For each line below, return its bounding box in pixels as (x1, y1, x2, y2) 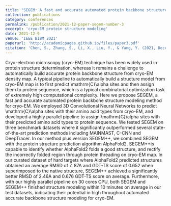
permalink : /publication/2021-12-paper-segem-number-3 (5, 21, 124, 27)
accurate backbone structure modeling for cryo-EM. (5, 195, 115, 201)
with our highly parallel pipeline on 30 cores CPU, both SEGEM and (5, 178, 146, 185)
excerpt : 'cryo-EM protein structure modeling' (5, 27, 108, 32)
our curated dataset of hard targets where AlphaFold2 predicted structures (5, 157, 162, 163)
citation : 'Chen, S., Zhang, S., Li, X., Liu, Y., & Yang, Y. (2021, (5, 45, 156, 50)
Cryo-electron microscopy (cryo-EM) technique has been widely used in (5, 59, 157, 65)
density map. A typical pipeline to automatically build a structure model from (5, 75, 165, 82)
